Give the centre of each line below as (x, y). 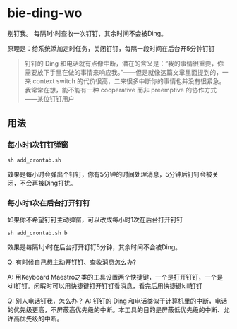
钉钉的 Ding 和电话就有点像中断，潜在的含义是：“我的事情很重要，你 (124, 63)
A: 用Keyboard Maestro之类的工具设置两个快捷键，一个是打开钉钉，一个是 (115, 277)
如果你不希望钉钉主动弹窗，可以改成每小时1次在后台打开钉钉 (95, 220)
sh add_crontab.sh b (38, 233)
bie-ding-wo (45, 13)
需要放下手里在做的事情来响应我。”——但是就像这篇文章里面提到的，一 (126, 72)
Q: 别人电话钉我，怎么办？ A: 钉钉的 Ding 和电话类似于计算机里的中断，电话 (117, 301)
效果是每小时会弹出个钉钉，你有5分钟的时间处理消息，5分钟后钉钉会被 (110, 174)
